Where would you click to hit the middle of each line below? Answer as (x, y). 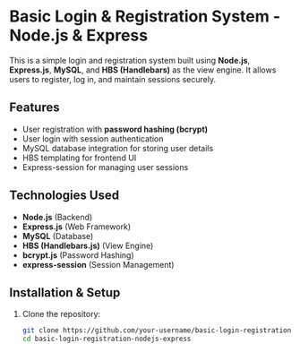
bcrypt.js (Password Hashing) (78, 255)
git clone (41, 331)
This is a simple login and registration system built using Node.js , (130, 60)
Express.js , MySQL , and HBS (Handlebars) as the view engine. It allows (143, 70)
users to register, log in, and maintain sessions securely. (113, 79)
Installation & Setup (65, 292)
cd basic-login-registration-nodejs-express (107, 339)
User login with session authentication (93, 138)
